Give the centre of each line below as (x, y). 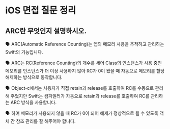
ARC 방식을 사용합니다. (34, 102)
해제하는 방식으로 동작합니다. (34, 77)
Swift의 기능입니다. (24, 52)
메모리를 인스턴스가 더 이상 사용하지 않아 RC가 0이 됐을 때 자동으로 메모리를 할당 (85, 71)
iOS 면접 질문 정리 (41, 10)
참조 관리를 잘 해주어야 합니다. (46, 121)
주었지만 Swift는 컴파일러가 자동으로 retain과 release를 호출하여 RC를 (80, 96)
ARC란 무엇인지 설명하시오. (46, 31)
